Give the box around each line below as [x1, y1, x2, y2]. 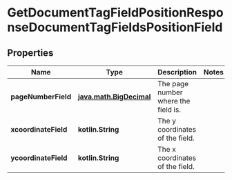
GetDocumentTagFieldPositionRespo [7, 5, 224, 21]
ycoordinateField [10, 153, 68, 163]
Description [157, 68, 197, 77]
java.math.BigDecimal [78, 92, 151, 101]
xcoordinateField [10, 125, 68, 134]
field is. [157, 105, 182, 114]
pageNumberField [10, 92, 71, 101]
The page [157, 79, 189, 88]
